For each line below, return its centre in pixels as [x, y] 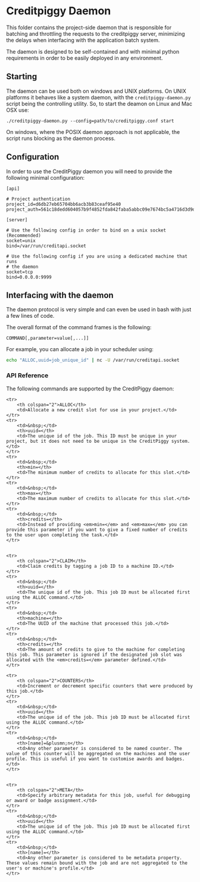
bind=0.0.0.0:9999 [29, 277]
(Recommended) [24, 235]
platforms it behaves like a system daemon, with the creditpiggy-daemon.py [99, 97]
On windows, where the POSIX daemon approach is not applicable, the [93, 132]
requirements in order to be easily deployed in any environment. [85, 58]
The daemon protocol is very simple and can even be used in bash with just [99, 309]
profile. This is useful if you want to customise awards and [85, 759]
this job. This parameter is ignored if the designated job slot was [94, 655]
